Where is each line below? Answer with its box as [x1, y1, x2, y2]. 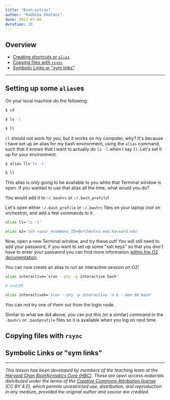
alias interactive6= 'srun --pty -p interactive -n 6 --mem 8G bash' [5, 292, 153, 297]
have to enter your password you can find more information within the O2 [5, 249, 158, 255]
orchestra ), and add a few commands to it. [5, 210, 94, 216]
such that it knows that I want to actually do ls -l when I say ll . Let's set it [5, 146, 162, 152]
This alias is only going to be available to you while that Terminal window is [5, 179, 161, 186]
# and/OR [5, 283, 24, 288]
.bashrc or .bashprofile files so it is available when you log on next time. [5, 317, 157, 323]
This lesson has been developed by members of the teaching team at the [5, 367, 158, 373]
